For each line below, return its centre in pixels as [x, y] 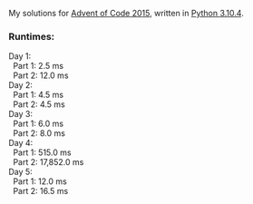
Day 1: [20, 56]
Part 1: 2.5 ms [38, 66]
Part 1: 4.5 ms [38, 95]
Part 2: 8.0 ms [39, 133]
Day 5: [20, 172]
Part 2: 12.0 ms [40, 75]
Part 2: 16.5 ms [40, 191]
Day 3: [21, 114]
